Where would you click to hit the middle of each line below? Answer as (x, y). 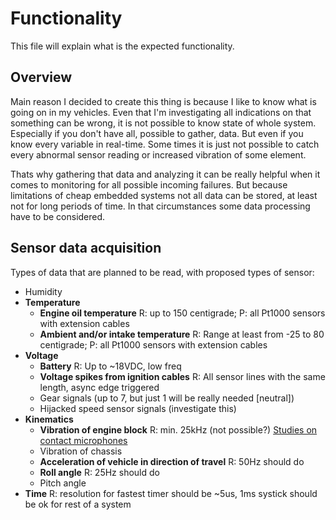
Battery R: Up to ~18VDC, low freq (110, 366)
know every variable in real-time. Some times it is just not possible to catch (165, 144)
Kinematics (49, 419)
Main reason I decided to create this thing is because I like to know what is (163, 101)
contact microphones (83, 440)
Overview (41, 77)
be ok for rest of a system (78, 504)
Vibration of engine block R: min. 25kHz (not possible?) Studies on (178, 429)
